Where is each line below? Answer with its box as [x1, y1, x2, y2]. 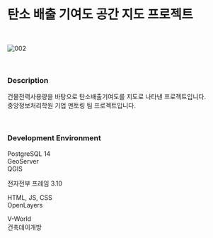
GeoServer [7, 157, 39, 165]
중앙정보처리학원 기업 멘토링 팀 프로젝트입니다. [7, 101, 137, 110]
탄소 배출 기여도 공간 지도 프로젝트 [7, 6, 193, 23]
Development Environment [7, 133, 101, 143]
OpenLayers [7, 200, 43, 209]
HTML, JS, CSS [7, 193, 53, 202]
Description [7, 75, 49, 85]
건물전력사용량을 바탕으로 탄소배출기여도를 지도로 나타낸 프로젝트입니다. [7, 93, 207, 101]
